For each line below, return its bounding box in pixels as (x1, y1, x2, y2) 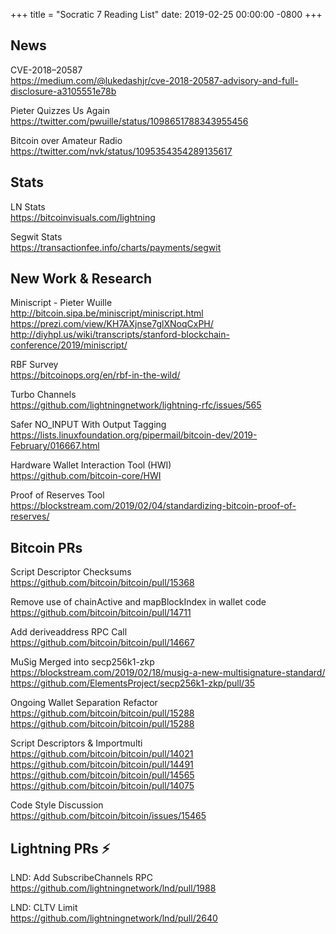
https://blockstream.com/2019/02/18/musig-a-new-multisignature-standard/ (10, 667, 326, 679)
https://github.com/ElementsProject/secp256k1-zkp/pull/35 (10, 677, 256, 689)
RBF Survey (10, 359, 59, 371)
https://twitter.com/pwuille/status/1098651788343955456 (10, 115, 249, 127)
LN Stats (10, 200, 46, 213)
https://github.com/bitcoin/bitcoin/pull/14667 (10, 637, 195, 649)
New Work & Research (10, 270, 152, 288)
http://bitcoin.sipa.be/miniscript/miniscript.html (10, 307, 204, 319)
